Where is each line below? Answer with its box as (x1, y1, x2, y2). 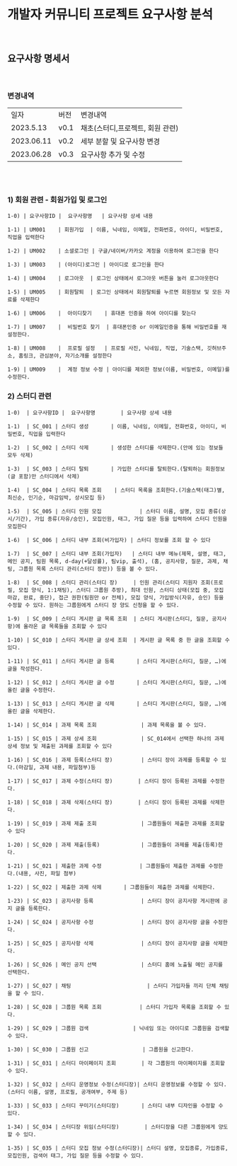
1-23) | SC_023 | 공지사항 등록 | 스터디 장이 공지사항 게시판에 (7, 897, 220, 904)
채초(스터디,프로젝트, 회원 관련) (80, 123, 179, 133)
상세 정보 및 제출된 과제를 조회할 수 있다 (7, 742, 112, 750)
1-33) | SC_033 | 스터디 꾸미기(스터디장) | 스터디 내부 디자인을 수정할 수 (7, 1102, 224, 1109)
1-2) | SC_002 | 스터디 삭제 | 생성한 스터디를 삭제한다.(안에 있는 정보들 (7, 444, 224, 451)
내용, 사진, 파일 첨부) (18, 870, 76, 877)
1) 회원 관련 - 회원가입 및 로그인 (7, 195, 108, 204)
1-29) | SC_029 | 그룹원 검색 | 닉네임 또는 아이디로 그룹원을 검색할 (7, 1024, 230, 1032)
